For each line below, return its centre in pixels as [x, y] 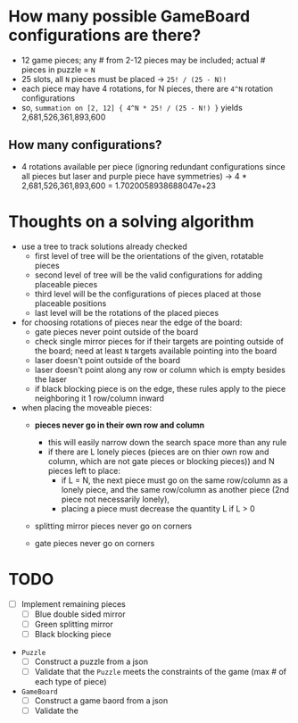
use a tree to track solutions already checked [104, 246]
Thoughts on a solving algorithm [132, 221]
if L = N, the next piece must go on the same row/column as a [174, 480]
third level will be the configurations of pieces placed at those [148, 294]
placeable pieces [66, 284]
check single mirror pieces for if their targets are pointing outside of [159, 341]
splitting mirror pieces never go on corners [113, 526]
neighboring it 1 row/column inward [99, 398]
